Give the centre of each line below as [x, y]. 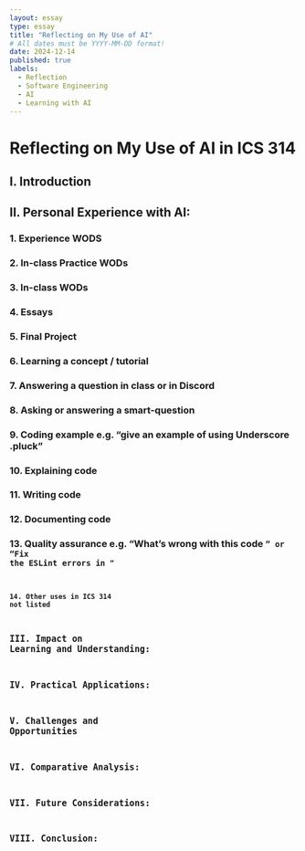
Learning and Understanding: [80, 650]
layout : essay [37, 18]
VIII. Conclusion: [54, 839]
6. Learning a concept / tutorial [79, 361]
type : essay [32, 26]
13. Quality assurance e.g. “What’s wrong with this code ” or [147, 544]
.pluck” [26, 446]
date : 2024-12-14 [42, 52]
